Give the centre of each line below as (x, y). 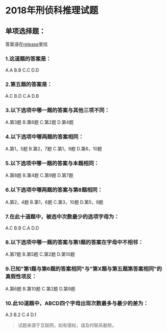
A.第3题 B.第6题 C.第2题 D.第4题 (40, 122)
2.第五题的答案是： (29, 84)
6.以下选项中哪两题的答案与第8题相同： (54, 190)
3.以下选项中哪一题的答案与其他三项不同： (57, 110)
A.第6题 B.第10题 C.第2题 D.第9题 (40, 288)
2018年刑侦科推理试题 (52, 10)
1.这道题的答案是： (28, 58)
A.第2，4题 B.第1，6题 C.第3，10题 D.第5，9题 (54, 202)
